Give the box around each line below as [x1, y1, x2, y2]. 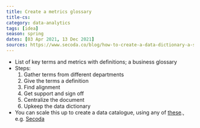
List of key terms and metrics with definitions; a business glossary [14, 58, 177, 65]
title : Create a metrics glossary [6, 8, 92, 15]
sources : [6, 42, 28, 48]
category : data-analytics [6, 20, 70, 26]
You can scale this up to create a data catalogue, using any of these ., [14, 108, 185, 116]
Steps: [14, 64, 31, 71]
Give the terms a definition [23, 77, 89, 84]
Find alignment [23, 83, 61, 90]
